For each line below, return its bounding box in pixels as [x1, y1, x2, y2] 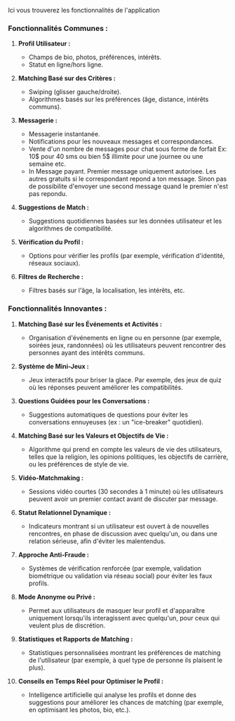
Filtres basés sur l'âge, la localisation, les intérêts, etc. [28, 286, 185, 294]
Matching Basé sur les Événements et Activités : [18, 320, 162, 328]
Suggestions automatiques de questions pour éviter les [28, 410, 189, 419]
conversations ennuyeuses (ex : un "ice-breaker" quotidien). [28, 417, 204, 426]
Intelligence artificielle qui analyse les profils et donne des [28, 690, 197, 699]
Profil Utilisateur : [18, 39, 71, 48]
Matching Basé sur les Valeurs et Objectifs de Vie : [18, 431, 169, 440]
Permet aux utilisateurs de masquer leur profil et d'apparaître [28, 606, 206, 614]
